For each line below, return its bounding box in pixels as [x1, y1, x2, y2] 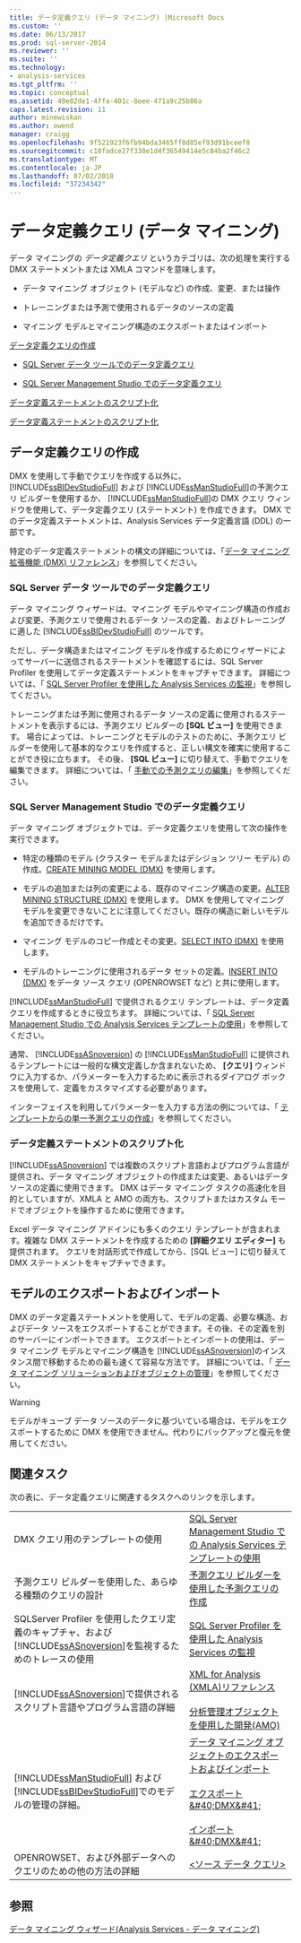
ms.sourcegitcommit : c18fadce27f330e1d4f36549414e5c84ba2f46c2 [9, 146, 251, 155]
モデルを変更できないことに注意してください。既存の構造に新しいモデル [21, 906, 289, 916]
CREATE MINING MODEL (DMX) [46, 864, 164, 875]
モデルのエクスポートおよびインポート [9, 1286, 221, 1301]
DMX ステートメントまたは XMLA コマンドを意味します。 [9, 264, 221, 274]
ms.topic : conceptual [9, 88, 90, 97]
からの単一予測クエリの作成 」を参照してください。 [47, 1113, 236, 1123]
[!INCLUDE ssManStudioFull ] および [13, 1772, 162, 1784]
